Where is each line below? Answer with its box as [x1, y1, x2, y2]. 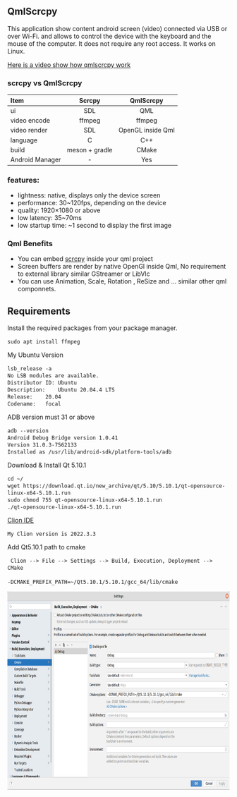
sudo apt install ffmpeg [7, 339, 80, 346]
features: [7, 175, 40, 185]
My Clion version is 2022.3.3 [7, 530, 97, 538]
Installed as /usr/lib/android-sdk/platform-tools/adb [7, 449, 172, 456]
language [10, 135, 37, 144]
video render [10, 126, 48, 135]
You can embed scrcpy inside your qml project [17, 255, 154, 263]
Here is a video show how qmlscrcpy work [7, 60, 131, 69]
